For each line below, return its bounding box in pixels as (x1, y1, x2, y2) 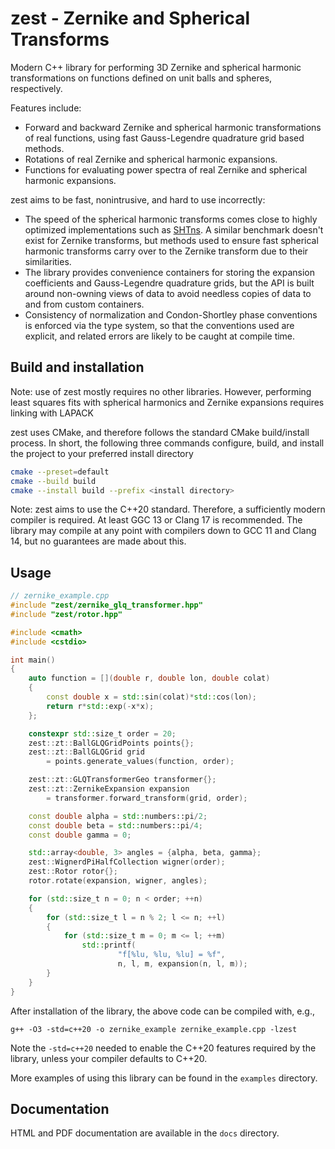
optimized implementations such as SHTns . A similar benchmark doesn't (24, 223, 324, 236)
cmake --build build (10, 476, 97, 486)
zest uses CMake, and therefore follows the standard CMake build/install (10, 426, 310, 438)
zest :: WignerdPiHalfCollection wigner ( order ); (28, 857, 226, 867)
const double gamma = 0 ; (28, 830, 132, 840)
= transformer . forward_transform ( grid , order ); (46, 793, 248, 803)
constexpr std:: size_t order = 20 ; (28, 728, 177, 739)
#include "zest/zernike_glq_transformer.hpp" (10, 600, 203, 611)
